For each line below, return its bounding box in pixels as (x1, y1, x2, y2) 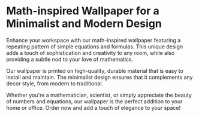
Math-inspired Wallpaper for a (6, 4, 160, 18)
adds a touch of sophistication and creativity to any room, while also (6, 49, 175, 56)
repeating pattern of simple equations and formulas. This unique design (6, 43, 183, 50)
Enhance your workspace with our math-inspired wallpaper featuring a (6, 36, 181, 44)
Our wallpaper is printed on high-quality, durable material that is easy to (6, 67, 184, 74)
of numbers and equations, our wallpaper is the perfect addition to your (6, 97, 183, 105)
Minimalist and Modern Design (6, 17, 162, 30)
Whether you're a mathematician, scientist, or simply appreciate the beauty (6, 91, 192, 98)
